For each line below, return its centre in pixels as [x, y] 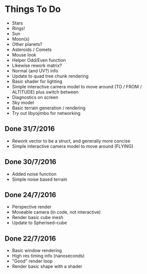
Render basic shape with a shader [47, 267]
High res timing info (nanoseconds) [48, 256]
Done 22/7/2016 [30, 238]
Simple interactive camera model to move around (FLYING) [72, 146]
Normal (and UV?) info [35, 70]
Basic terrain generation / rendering [49, 108]
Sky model [23, 102]
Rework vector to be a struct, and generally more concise [71, 141]
